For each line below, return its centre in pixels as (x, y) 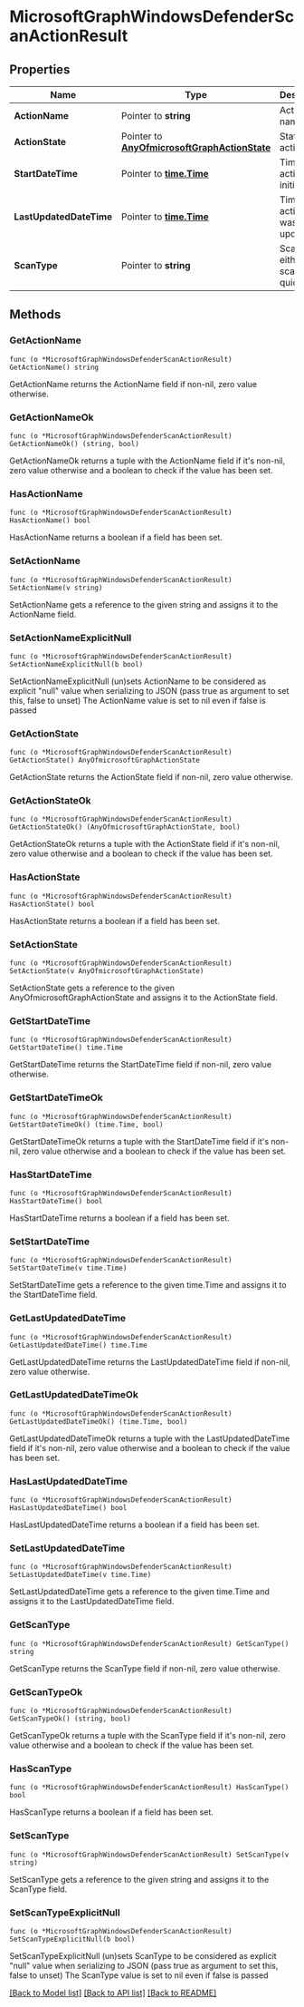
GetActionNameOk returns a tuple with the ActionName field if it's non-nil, (147, 461)
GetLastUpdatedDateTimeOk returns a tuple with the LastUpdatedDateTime (150, 1438)
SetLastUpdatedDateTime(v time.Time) (81, 1575)
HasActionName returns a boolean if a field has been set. (116, 538)
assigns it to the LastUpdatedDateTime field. (92, 1602)
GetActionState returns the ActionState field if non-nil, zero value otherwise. (152, 777)
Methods (35, 315)
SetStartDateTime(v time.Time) (68, 1268)
